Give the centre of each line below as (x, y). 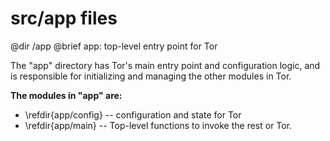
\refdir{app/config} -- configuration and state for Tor (133, 114)
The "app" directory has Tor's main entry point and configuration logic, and (165, 65)
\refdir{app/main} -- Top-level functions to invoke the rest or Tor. (158, 125)
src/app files (64, 18)
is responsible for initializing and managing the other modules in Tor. (151, 76)
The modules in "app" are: (66, 95)
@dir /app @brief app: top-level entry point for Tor (114, 46)
